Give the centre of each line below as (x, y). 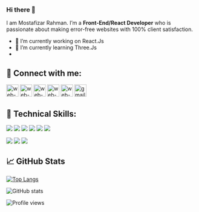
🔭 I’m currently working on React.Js (59, 41)
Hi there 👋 (21, 10)
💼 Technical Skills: (41, 114)
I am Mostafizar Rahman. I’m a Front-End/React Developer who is (89, 23)
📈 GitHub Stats (36, 161)
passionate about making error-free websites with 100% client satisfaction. (100, 29)
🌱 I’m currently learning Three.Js (56, 47)
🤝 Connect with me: (44, 73)
